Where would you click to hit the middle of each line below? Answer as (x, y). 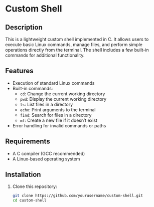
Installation (23, 175)
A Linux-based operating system (46, 159)
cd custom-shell (29, 200)
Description (24, 27)
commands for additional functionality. (45, 55)
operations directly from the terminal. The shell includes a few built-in (77, 50)
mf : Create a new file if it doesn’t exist (59, 120)
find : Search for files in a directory (56, 115)
